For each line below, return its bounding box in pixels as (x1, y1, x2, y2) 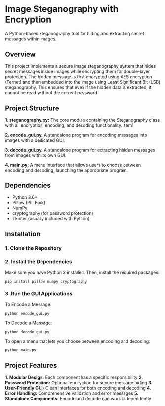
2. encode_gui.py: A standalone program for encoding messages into (5, 132, 147, 138)
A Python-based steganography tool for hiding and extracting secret (5, 30, 145, 36)
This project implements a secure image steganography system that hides (5, 63, 156, 69)
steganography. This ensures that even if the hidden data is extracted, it (5, 84, 152, 90)
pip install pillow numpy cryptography (5, 279, 87, 284)
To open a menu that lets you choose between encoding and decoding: (5, 338, 151, 344)
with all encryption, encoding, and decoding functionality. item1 (5, 122, 134, 128)
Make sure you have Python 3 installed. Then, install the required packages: (5, 269, 160, 275)
